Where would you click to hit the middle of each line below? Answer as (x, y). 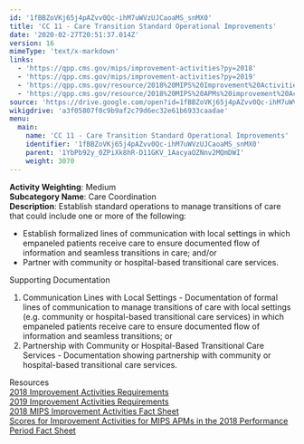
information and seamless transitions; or (98, 335)
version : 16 (32, 43)
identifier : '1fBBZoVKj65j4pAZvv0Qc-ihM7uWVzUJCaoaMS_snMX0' (143, 144)
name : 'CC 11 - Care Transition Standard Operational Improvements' (157, 136)
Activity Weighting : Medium (62, 187)
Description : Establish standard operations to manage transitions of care (145, 206)
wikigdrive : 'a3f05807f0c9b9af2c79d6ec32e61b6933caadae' (119, 111)
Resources (29, 382)
